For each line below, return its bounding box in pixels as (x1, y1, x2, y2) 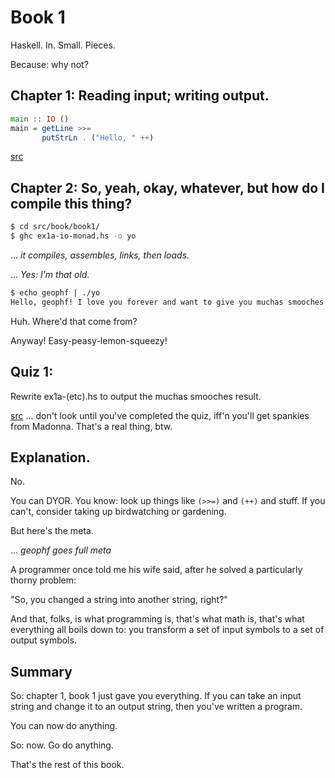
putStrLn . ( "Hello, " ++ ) (41, 132, 155, 143)
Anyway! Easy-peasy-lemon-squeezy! (10, 334, 168, 346)
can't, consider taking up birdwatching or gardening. (10, 506, 227, 518)
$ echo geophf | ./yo (10, 287, 101, 298)
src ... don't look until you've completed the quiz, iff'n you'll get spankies (10, 409, 310, 421)
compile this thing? (10, 195, 133, 212)
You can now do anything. (10, 720, 118, 732)
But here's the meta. (10, 525, 94, 537)
